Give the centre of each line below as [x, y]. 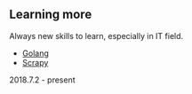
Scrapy [35, 62]
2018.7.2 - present [42, 80]
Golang [35, 53]
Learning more [51, 15]
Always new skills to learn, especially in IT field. [96, 35]
